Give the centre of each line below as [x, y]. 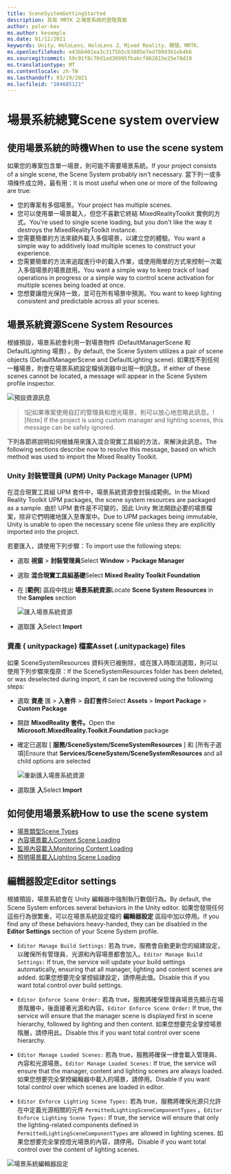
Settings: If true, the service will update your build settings [101, 962]
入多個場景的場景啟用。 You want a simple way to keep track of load [113, 270]
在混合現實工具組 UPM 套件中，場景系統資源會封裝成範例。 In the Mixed [108, 492]
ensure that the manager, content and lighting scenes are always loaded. [120, 1071]
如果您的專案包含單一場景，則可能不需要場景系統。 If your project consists [112, 166]
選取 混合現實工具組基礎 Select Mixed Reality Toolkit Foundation [109, 575]
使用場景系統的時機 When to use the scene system [115, 148]
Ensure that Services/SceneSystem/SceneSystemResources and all [124, 753]
